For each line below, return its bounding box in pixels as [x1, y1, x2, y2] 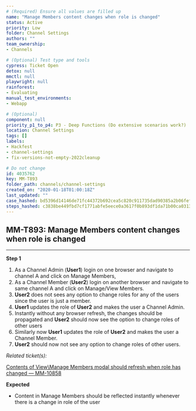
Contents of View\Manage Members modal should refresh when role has [6, 364, 181, 371]
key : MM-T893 [6, 176, 38, 182]
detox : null [6, 68, 35, 74]
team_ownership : [6, 42, 45, 47]
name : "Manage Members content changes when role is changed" [6, 14, 160, 20]
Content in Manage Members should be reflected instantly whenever [14, 392, 180, 399]
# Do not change [6, 165, 45, 171]
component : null [6, 116, 45, 123]
